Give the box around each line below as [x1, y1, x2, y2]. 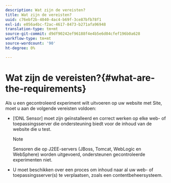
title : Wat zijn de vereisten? [5, 12, 72, 17]
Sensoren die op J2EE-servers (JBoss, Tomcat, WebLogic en [12, 146, 141, 152]
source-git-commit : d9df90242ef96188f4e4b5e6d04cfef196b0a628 [5, 31, 140, 36]
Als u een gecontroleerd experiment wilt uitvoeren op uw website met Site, [5, 100, 162, 106]
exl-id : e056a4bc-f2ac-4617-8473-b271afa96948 [5, 21, 106, 27]
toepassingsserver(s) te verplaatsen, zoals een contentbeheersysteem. [12, 172, 163, 178]
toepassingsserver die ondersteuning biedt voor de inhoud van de [12, 121, 152, 127]
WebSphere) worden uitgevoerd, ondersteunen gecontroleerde [12, 151, 145, 157]
